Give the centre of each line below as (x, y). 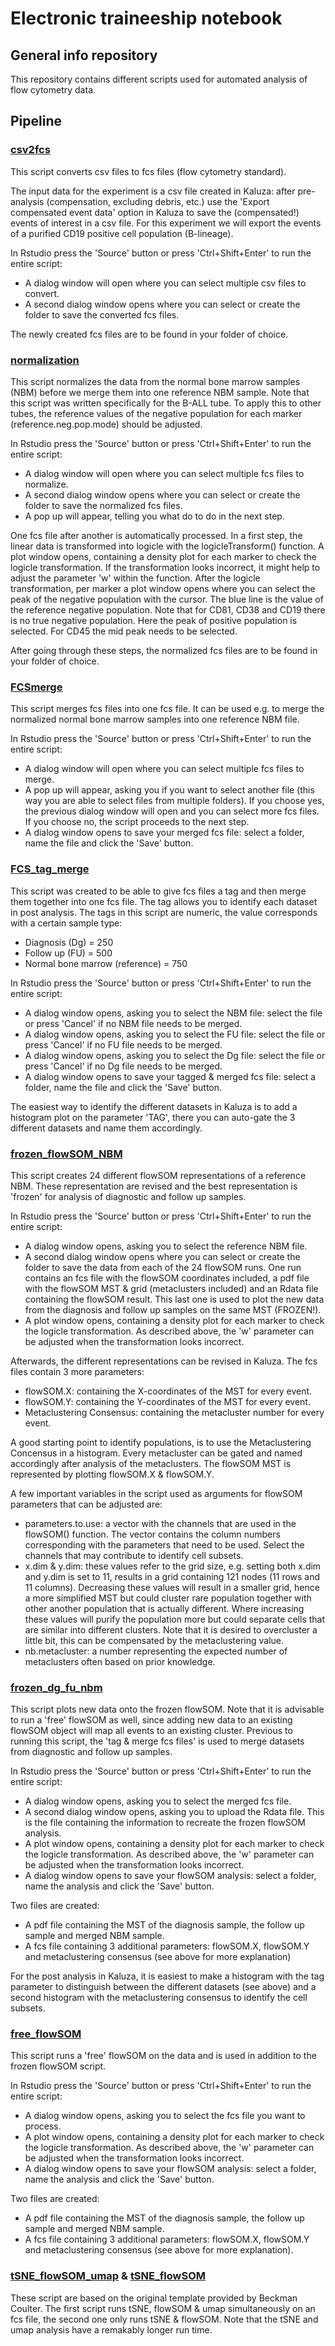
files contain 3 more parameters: (77, 1371)
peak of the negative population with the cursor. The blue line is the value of (167, 599)
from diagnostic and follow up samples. (91, 1752)
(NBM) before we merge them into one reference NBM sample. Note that (160, 392)
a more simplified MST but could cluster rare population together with (168, 1598)
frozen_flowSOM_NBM (66, 1154)
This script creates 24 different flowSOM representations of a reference (158, 1175)
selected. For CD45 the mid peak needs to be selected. (124, 631)
